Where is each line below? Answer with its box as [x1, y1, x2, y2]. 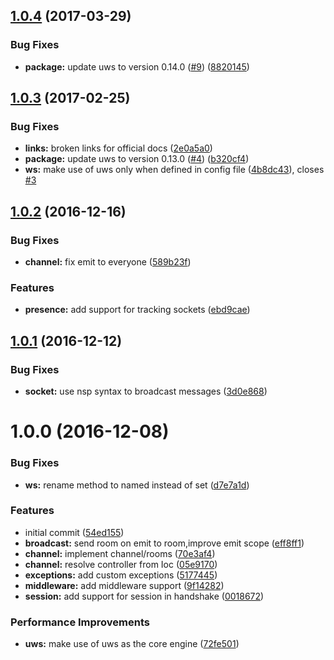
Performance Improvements [10, 615, 151, 629]
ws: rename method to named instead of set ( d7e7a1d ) [24, 479, 250, 491]
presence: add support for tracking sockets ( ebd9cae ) [24, 304, 251, 316]
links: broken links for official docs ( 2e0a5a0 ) [24, 142, 213, 154]
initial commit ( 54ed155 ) [24, 526, 125, 538]
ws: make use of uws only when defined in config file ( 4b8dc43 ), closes [24, 164, 325, 176]
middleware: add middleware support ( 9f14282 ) [24, 579, 225, 591]
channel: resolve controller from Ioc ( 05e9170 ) [24, 558, 218, 570]
